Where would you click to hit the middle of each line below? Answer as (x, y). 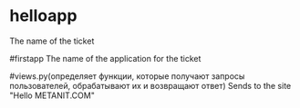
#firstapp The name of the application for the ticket (105, 58)
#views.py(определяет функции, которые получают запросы (127, 76)
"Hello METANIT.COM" (52, 95)
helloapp (43, 16)
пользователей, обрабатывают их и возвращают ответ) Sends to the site (150, 85)
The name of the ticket (52, 41)
